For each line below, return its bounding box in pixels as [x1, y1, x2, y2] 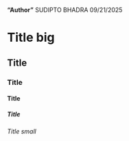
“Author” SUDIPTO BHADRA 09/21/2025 [7, 6, 123, 14]
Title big [7, 30, 55, 45]
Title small [7, 127, 36, 136]
